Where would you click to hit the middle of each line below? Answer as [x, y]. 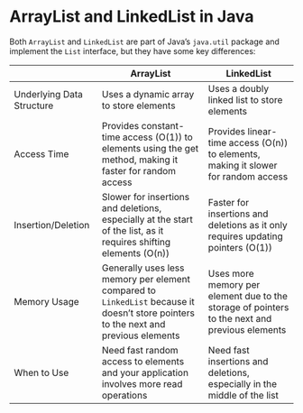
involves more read [142, 383]
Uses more [231, 273]
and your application [146, 372]
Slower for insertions [146, 197]
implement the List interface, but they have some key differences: [133, 50]
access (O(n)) [258, 142]
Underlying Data [48, 94]
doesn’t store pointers [149, 313]
